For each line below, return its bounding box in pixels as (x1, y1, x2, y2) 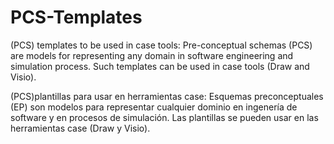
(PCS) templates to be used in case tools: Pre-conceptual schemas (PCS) (10, 39, 313, 51)
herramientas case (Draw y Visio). (10, 122, 151, 134)
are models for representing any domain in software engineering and (10, 49, 294, 61)
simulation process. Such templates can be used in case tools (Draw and (10, 60, 310, 72)
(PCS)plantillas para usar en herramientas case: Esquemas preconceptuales (10, 90, 324, 102)
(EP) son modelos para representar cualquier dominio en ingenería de (10, 101, 298, 113)
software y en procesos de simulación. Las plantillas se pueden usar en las (10, 111, 319, 123)
